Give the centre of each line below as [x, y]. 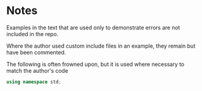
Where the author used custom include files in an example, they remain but [101, 46]
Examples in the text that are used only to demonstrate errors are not [93, 27]
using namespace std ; [34, 82]
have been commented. [36, 52]
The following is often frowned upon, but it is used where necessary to [95, 64]
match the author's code [37, 70]
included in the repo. [32, 34]
